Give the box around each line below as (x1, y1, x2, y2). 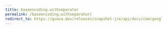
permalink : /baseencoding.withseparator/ (5, 12, 92, 17)
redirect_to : (5, 16, 32, 21)
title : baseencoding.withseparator (5, 7, 79, 12)
